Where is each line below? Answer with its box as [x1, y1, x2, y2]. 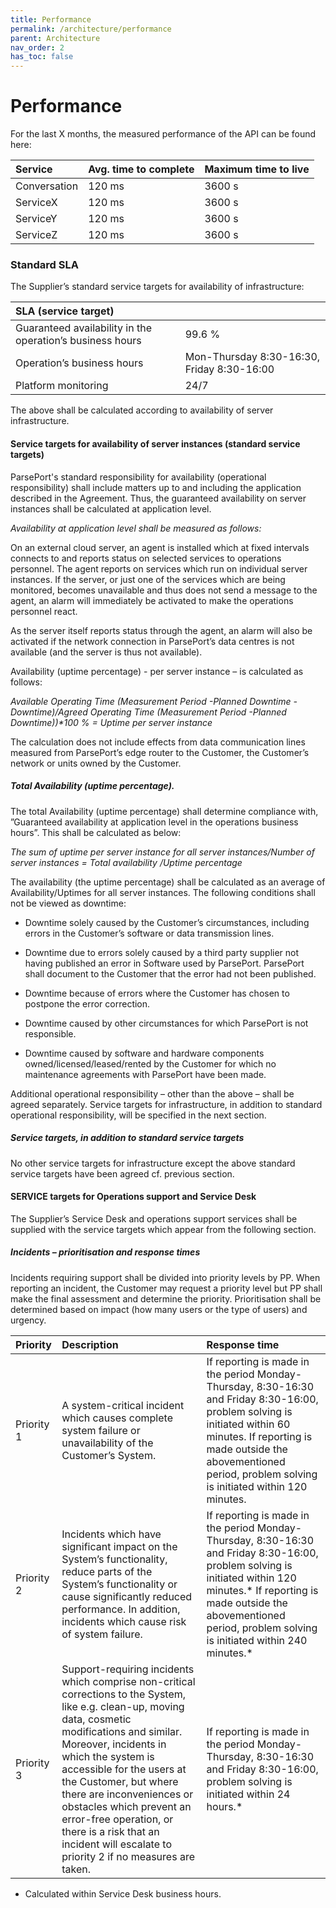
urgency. [10, 1314, 47, 1326]
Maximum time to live [204, 162, 310, 176]
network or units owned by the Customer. [10, 757, 182, 769]
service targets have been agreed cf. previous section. [10, 1167, 235, 1180]
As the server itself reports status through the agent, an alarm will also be [10, 624, 313, 636]
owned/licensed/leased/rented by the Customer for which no [24, 1057, 277, 1070]
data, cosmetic [61, 1712, 132, 1726]
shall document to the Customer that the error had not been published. [24, 967, 317, 980]
